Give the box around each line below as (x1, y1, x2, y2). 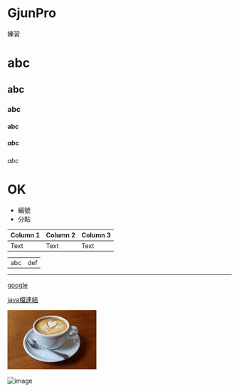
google (7, 281, 28, 289)
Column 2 (46, 231, 76, 239)
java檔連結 (7, 296, 38, 304)
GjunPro (7, 5, 57, 21)
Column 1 (10, 231, 41, 239)
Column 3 (81, 231, 112, 239)
